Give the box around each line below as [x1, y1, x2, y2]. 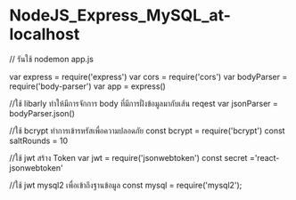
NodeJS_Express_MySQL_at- [9, 5, 232, 26]
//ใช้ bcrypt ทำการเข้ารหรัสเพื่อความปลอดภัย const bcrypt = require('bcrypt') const [9, 125, 285, 136]
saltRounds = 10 [9, 135, 69, 146]
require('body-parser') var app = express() [9, 81, 167, 92]
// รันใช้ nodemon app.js [9, 53, 94, 64]
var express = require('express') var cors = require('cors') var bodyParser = [9, 71, 288, 82]
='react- [249, 152, 280, 163]
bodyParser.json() [9, 108, 76, 118]
